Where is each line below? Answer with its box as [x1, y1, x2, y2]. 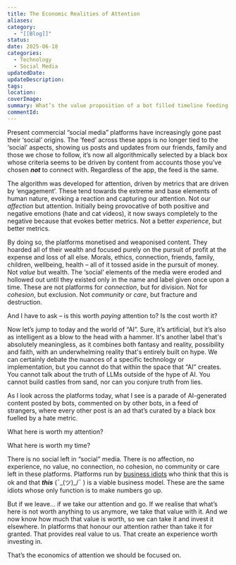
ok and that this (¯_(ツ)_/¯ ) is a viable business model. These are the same [7, 478, 225, 487]
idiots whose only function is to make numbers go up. [7, 486, 163, 494]
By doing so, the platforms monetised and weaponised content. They [7, 238, 208, 246]
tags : [7, 83, 23, 90]
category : [7, 23, 37, 30]
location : [7, 89, 37, 96]
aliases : [7, 17, 33, 24]
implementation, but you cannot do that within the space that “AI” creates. [7, 363, 222, 371]
